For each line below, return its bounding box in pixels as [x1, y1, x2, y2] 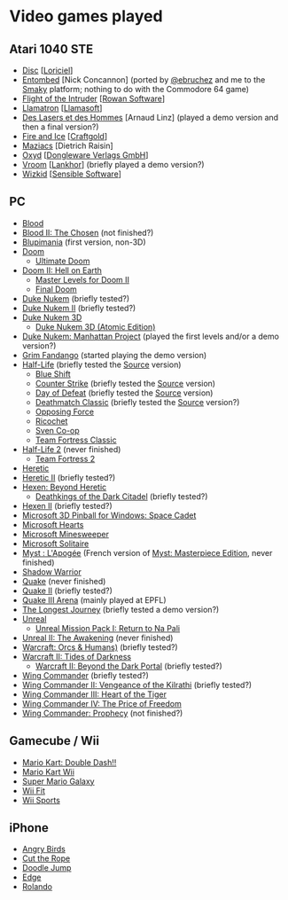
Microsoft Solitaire [21, 538, 90, 549]
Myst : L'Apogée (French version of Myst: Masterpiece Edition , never [21, 547, 273, 558]
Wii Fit [21, 785, 46, 795]
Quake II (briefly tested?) [21, 585, 113, 596]
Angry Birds [21, 844, 66, 855]
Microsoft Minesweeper [21, 528, 109, 539]
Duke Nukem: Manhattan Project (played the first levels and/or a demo [21, 331, 279, 341]
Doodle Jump [21, 863, 72, 873]
